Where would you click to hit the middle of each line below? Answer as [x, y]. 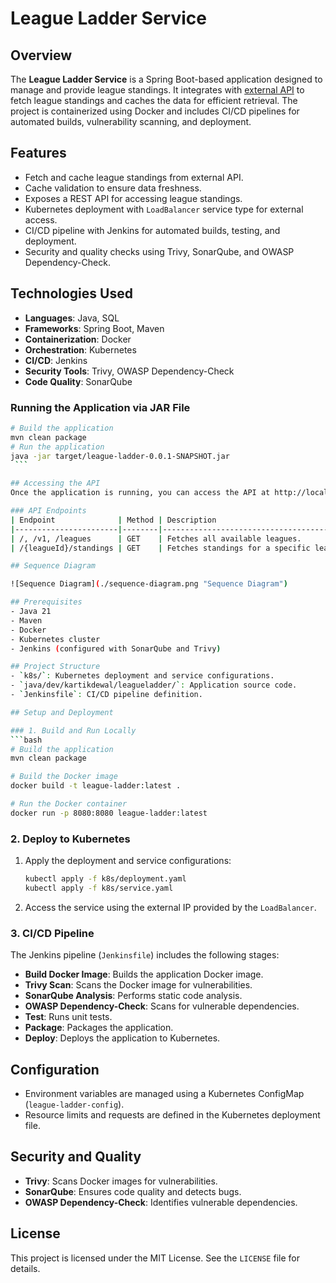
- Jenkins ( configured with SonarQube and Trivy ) [116, 648]
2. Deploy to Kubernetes [70, 839]
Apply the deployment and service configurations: [128, 861]
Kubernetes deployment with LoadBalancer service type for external [164, 209]
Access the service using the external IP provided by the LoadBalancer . [170, 907]
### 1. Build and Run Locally [73, 730]
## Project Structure [55, 667]
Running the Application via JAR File [100, 407]
